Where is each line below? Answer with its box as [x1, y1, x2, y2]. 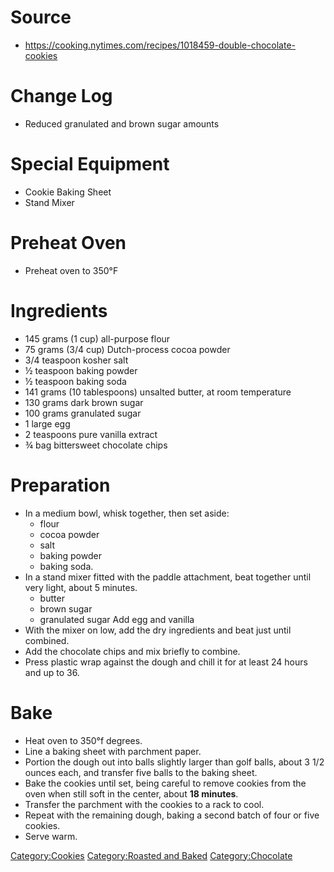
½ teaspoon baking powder [24, 364, 138, 376]
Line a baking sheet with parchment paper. [24, 745, 202, 757]
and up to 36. [24, 666, 80, 678]
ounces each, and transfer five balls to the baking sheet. [24, 766, 258, 778]
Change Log [10, 85, 113, 108]
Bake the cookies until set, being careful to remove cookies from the [24, 777, 307, 789]
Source [10, 6, 72, 29]
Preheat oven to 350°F [24, 264, 119, 276]
